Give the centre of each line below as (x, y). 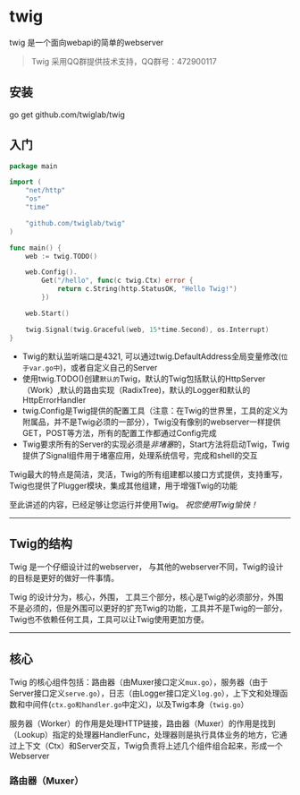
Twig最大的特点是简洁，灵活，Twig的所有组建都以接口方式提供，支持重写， (148, 474)
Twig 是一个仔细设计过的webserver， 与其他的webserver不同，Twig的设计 (146, 567)
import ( (25, 182)
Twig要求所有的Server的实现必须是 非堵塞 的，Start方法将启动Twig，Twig (156, 444)
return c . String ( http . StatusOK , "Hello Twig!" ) (147, 289)
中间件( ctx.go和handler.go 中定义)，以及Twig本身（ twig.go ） (137, 705)
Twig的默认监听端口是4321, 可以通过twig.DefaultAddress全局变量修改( (151, 356)
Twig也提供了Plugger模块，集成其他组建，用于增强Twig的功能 (124, 485)
